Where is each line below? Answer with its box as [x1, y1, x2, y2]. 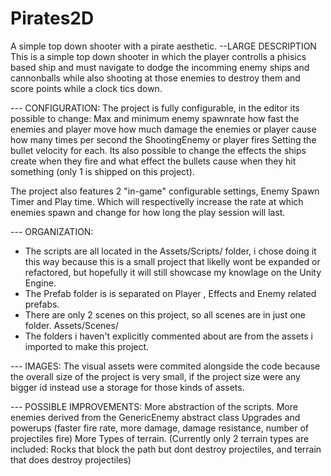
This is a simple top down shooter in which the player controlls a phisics [10, 50, 307, 62]
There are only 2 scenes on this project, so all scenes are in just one [24, 308, 307, 321]
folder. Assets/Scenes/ [24, 319, 119, 331]
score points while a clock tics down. [10, 82, 163, 94]
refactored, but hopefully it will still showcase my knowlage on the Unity [24, 266, 322, 278]
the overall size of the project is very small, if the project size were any [10, 370, 301, 382]
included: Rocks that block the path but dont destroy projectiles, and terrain [10, 443, 322, 455]
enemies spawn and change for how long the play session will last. [10, 206, 286, 218]
